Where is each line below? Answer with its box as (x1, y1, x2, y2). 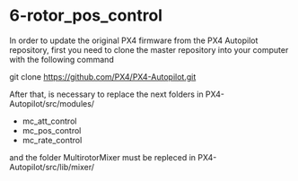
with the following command (9, 54, 114, 65)
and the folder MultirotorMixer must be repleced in (9, 151, 196, 162)
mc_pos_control (22, 125, 82, 135)
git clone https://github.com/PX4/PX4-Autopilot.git (9, 71, 197, 82)
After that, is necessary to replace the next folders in (9, 89, 204, 99)
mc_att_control (22, 116, 77, 126)
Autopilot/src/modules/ (9, 98, 95, 108)
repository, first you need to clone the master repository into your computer (9, 44, 289, 55)
